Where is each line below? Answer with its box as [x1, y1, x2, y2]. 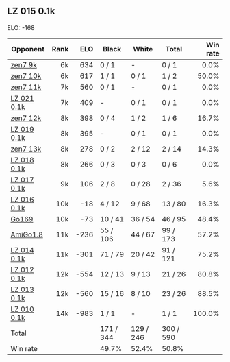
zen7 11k [10, 82, 42, 92]
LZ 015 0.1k [7, 5, 55, 17]
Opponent [11, 44, 45, 53]
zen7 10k [10, 71, 42, 81]
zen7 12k [10, 113, 42, 123]
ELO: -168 [7, 23, 36, 32]
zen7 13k [10, 144, 42, 154]
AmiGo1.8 [10, 230, 43, 239]
